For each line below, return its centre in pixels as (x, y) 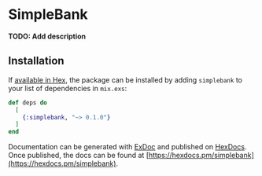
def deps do (28, 103)
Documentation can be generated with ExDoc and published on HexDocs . (127, 147)
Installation (36, 61)
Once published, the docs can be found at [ (79, 156)
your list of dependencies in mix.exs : (68, 88)
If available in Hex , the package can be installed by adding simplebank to (125, 79)
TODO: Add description (47, 36)
